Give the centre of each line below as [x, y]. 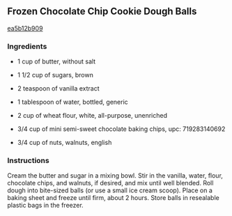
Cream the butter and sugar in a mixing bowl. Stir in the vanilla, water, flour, [115, 176]
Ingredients [27, 46]
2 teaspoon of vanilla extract [58, 88]
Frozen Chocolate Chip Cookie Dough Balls [102, 11]
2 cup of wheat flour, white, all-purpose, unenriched [92, 116]
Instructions [29, 161]
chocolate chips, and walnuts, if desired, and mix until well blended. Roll [110, 183]
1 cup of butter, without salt [56, 61]
